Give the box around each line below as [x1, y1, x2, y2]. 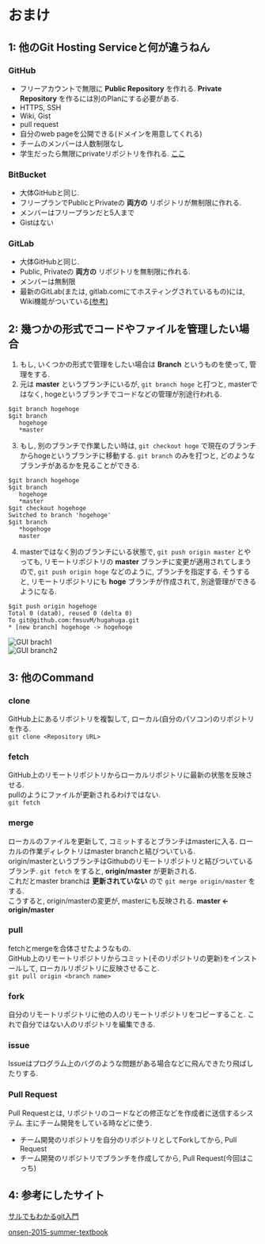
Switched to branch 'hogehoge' [8, 512, 112, 520]
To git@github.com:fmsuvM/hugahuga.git [8, 616, 140, 624]
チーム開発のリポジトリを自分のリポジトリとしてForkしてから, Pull [19, 1135, 237, 1144]
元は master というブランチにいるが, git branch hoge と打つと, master [19, 379, 251, 389]
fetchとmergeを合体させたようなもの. [8, 943, 131, 953]
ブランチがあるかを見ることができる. [19, 461, 140, 470]
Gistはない [19, 218, 54, 228]
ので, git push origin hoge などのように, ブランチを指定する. [19, 567, 221, 577]
